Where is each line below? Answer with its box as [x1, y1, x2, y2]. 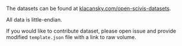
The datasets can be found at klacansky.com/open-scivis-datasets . [6, 5, 171, 12]
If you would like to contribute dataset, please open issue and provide [6, 27, 177, 34]
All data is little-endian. [6, 16, 62, 23]
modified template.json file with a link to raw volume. [6, 34, 136, 40]
